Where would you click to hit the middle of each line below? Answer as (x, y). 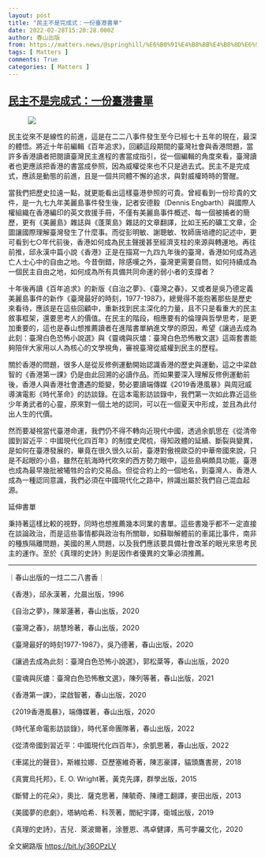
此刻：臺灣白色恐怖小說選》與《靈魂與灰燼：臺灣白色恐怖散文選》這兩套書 (129, 337)
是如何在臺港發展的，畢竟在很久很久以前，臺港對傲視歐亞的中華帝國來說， (129, 450)
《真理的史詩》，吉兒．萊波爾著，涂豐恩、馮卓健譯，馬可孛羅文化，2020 (125, 829)
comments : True (33, 60)
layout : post (30, 15)
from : (17, 45)
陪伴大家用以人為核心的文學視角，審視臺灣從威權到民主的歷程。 (118, 348)
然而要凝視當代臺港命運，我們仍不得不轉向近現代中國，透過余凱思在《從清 (129, 431)
